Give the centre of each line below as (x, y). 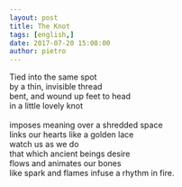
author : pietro (38, 51)
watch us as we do (44, 145)
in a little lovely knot (46, 106)
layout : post (34, 18)
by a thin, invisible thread (56, 87)
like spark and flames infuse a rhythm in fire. (92, 173)
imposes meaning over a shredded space (86, 125)
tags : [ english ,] (42, 34)
